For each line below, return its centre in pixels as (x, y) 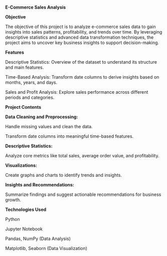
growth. (13, 200)
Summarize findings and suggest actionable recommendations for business (83, 194)
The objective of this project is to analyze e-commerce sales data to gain (80, 27)
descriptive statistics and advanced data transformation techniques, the (79, 37)
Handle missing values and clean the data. (49, 126)
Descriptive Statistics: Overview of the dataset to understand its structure (81, 62)
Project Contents (23, 107)
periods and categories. (30, 97)
